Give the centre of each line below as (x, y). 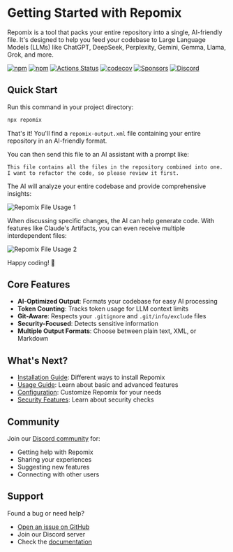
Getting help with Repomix (55, 452)
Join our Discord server (51, 534)
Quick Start (32, 90)
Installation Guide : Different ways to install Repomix (91, 377)
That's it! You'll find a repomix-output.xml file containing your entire (104, 133)
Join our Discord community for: (54, 439)
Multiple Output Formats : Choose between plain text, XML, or (107, 331)
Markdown (33, 339)
